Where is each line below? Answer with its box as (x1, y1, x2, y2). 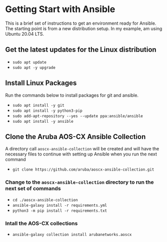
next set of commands (5, 185, 61, 192)
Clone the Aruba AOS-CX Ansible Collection (5, 132, 146, 141)
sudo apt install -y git (12, 103, 65, 108)
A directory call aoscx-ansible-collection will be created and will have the (5, 146, 159, 152)
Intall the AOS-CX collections (5, 220, 78, 227)
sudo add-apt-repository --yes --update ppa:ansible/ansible (12, 113, 143, 119)
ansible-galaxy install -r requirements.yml (12, 203, 107, 208)
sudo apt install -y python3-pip (12, 108, 83, 113)
